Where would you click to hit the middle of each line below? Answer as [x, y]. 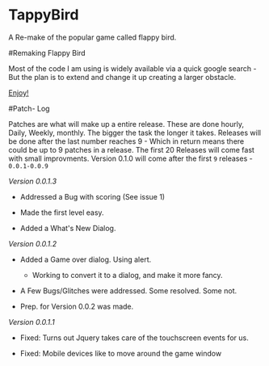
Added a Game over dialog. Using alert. [86, 259]
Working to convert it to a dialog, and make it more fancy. [128, 275]
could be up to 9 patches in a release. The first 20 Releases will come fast [131, 149]
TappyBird [44, 15]
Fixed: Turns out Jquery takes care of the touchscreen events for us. [134, 338]
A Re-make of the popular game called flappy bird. [92, 37]
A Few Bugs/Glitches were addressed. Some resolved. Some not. [128, 290]
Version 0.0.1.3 [33, 181]
